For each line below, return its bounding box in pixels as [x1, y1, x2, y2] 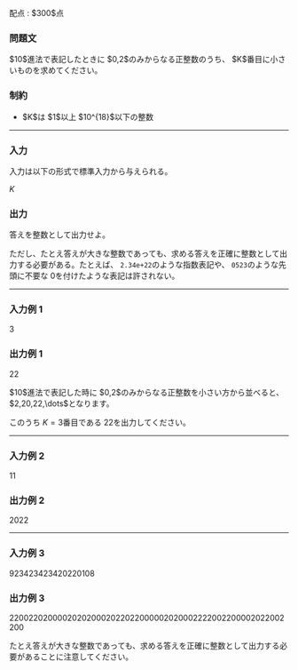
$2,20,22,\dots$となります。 [9, 398, 114, 409]
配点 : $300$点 [9, 8, 65, 18]
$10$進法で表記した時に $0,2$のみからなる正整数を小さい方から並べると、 [9, 387, 284, 397]
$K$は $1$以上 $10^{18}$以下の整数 [21, 111, 153, 122]
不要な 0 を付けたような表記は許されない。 [24, 270, 180, 282]
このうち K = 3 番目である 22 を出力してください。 [9, 417, 191, 427]
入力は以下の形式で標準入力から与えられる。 [9, 165, 173, 176]
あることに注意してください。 [24, 651, 134, 662]
